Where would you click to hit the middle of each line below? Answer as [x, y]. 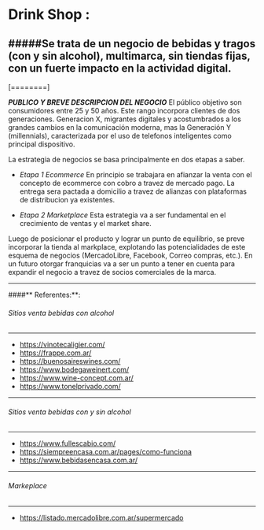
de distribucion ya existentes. [67, 200]
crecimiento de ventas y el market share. [85, 223]
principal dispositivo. [42, 144]
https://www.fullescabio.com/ [68, 443]
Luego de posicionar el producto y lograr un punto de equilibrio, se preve [126, 239]
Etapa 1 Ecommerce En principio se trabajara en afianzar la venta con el [136, 174]
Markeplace [27, 486]
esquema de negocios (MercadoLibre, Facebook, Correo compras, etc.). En [130, 255]
